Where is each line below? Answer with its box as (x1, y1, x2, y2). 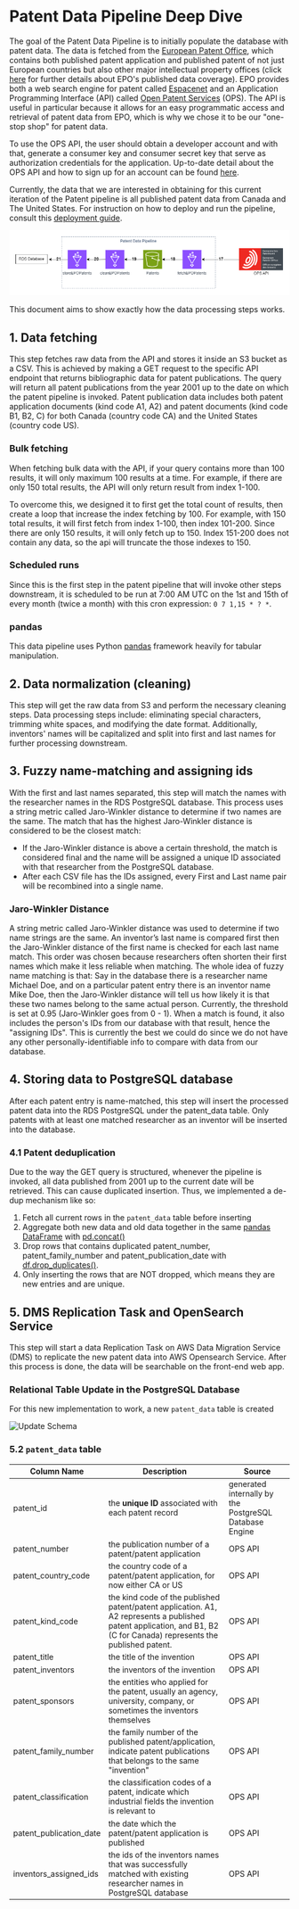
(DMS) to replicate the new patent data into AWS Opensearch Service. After (9, 1351, 287, 1362)
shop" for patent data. (27, 120, 109, 131)
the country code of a (108, 1560, 188, 1571)
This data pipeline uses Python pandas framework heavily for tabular (9, 640, 263, 652)
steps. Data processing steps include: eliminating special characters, (9, 709, 262, 720)
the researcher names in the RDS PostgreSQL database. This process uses (9, 797, 284, 807)
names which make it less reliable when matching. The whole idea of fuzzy (9, 961, 285, 971)
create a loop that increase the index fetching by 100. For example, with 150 (9, 508, 287, 519)
